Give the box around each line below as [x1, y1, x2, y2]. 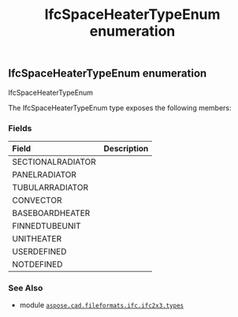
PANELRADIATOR [12, 169, 77, 180]
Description [103, 143, 149, 154]
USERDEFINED [12, 246, 67, 257]
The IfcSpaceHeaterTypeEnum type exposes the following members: [8, 103, 232, 112]
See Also [8, 282, 43, 293]
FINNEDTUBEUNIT [12, 220, 81, 231]
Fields [8, 122, 32, 133]
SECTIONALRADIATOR [12, 156, 96, 167]
